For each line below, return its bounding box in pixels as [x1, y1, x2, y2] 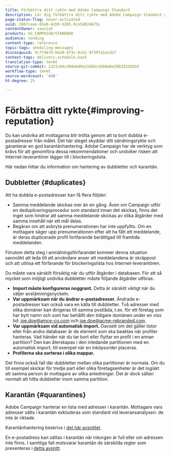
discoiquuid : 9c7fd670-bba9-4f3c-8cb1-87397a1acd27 [5, 50, 116, 55]
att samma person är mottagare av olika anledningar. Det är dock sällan [5, 370, 154, 376]
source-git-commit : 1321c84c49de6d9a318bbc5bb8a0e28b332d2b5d [5, 64, 139, 69]
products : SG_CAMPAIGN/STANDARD [5, 31, 73, 36]
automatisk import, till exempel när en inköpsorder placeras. [12, 344, 138, 350]
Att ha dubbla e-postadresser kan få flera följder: [5, 191, 107, 198]
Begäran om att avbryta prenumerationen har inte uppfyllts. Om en [12, 223, 152, 229]
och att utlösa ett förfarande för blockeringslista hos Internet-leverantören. [5, 260, 161, 266]
